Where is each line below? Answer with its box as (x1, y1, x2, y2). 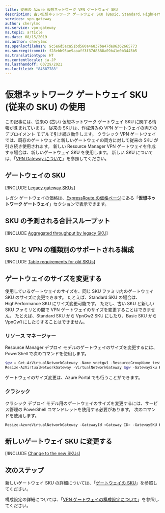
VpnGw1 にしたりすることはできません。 (5, 319, 87, 325)
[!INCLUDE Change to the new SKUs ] (5, 451, 81, 456)
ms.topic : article (5, 30, 43, 35)
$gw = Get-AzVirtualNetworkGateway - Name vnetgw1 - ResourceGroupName (5, 361, 151, 366)
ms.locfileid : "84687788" (5, 67, 58, 72)
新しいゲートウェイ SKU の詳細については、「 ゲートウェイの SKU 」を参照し (5, 480, 158, 486)
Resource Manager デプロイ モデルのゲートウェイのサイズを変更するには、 (5, 344, 158, 350)
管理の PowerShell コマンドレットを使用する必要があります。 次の (9, 406, 143, 412)
